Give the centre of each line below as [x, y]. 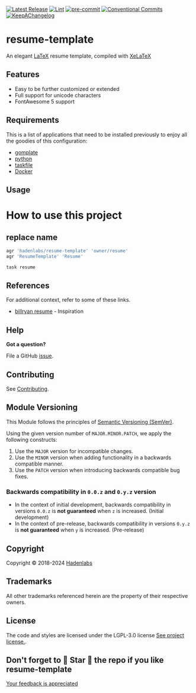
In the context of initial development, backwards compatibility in [93, 505]
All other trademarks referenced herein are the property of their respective [97, 596]
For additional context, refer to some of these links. [68, 300]
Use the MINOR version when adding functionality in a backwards [93, 457]
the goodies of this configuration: [47, 141]
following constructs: [32, 439]
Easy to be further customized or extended [67, 88]
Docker [24, 171]
